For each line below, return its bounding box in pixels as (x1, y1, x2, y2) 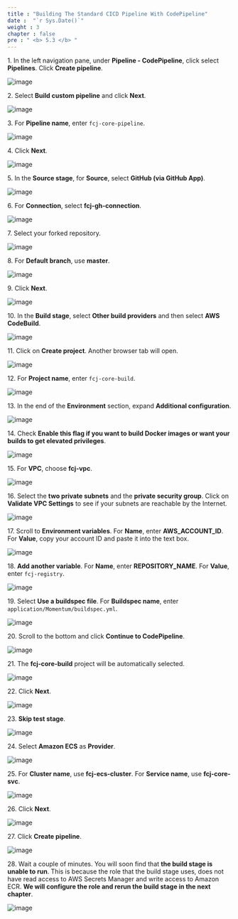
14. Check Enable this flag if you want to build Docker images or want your (7, 429, 230, 437)
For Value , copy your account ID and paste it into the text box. (7, 534, 190, 543)
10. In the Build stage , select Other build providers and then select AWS (7, 312, 220, 320)
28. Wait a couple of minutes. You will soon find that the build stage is (7, 860, 213, 869)
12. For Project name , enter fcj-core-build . (7, 374, 136, 383)
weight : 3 (7, 23, 40, 31)
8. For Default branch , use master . (7, 256, 110, 265)
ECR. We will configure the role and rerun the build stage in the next (7, 882, 211, 891)
